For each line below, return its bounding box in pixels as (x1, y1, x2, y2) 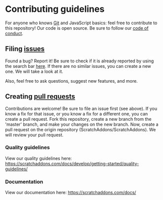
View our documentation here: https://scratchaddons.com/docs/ (5, 190, 136, 196)
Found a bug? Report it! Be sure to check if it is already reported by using (5, 58, 154, 64)
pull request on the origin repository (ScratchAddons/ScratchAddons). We (5, 126, 156, 132)
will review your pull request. (5, 132, 64, 138)
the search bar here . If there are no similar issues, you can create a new (5, 63, 152, 69)
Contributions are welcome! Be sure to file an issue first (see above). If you (5, 105, 158, 111)
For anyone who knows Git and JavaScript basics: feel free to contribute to (5, 20, 158, 26)
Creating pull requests (5, 93, 76, 101)
